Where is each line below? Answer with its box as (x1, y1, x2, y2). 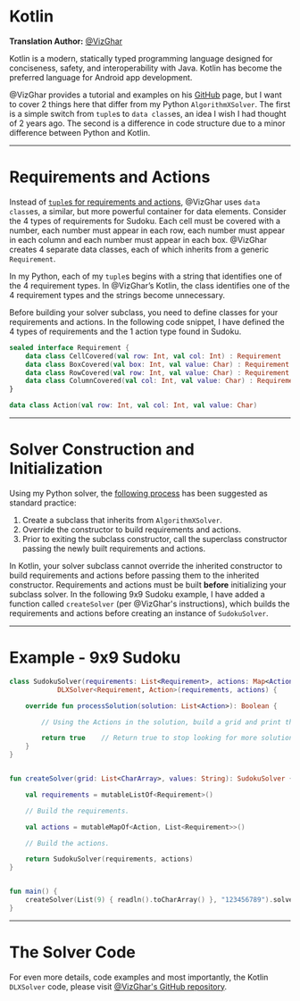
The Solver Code (9, 942, 137, 962)
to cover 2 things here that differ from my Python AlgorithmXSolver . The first (9, 98, 291, 109)
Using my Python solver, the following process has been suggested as (9, 488, 268, 498)
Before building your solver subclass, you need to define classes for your (9, 306, 279, 318)
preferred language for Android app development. (9, 71, 193, 82)
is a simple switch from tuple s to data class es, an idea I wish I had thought (9, 108, 287, 119)
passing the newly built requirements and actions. (21, 543, 206, 554)
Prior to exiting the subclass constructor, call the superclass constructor (21, 533, 287, 544)
